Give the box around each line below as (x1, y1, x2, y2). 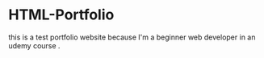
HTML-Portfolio (8, 6, 115, 24)
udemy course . (8, 40, 61, 50)
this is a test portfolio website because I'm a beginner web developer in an (8, 32, 256, 42)
